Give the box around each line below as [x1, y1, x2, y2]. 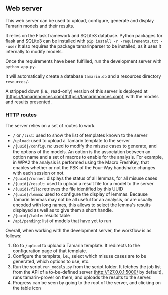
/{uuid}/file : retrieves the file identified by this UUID [12, 186, 124, 192]
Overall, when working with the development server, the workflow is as [5, 228, 152, 234]
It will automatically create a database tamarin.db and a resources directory [5, 73, 161, 79]
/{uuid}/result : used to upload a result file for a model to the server [12, 181, 154, 187]
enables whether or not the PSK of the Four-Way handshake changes [12, 165, 156, 171]
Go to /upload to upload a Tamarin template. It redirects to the [12, 243, 140, 249]
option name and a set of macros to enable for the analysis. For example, [12, 154, 163, 160]
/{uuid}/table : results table [12, 213, 70, 219]
